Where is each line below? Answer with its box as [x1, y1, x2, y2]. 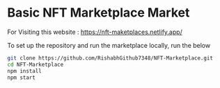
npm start [7, 74, 36, 81]
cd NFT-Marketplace [7, 61, 64, 68]
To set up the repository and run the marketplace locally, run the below [7, 41, 211, 49]
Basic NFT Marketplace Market [7, 5, 190, 21]
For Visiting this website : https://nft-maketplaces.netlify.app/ [7, 28, 182, 36]
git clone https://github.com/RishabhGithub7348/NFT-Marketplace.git [7, 54, 214, 62]
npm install [7, 67, 42, 74]
